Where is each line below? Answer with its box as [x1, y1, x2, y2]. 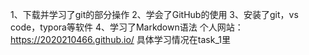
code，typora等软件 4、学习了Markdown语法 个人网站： [10, 21, 244, 33]
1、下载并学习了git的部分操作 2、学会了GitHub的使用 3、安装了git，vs [10, 9, 299, 20]
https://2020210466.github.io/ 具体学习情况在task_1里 [10, 34, 231, 45]
